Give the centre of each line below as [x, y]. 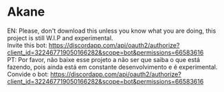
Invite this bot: [27, 45]
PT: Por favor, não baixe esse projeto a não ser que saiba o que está [104, 59]
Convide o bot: [28, 74]
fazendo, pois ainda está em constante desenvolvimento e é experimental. [112, 67]
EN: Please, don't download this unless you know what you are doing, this [112, 31]
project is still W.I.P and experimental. [60, 37]
